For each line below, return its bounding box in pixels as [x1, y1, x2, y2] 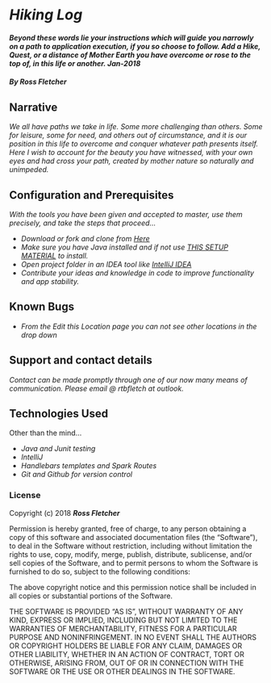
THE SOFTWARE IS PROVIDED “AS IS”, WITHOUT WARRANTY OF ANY [9, 606, 244, 616]
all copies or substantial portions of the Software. [9, 591, 173, 601]
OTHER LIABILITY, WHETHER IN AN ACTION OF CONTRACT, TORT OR [9, 649, 244, 659]
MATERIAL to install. [20, 251, 89, 260]
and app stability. [20, 277, 80, 286]
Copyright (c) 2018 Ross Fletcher [9, 508, 120, 517]
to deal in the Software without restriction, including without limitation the [9, 541, 252, 551]
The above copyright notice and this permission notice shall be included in [9, 582, 256, 592]
